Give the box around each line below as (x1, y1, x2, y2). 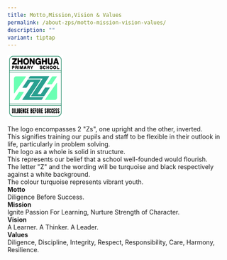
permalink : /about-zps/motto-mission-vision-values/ (7, 18, 167, 26)
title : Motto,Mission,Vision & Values (7, 11, 122, 18)
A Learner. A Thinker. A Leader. (7, 222, 99, 231)
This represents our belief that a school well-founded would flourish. (7, 155, 208, 163)
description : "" (7, 26, 55, 33)
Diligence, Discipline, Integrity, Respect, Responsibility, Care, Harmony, (7, 238, 215, 247)
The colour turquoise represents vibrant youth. (7, 178, 144, 186)
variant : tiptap (7, 34, 55, 41)
